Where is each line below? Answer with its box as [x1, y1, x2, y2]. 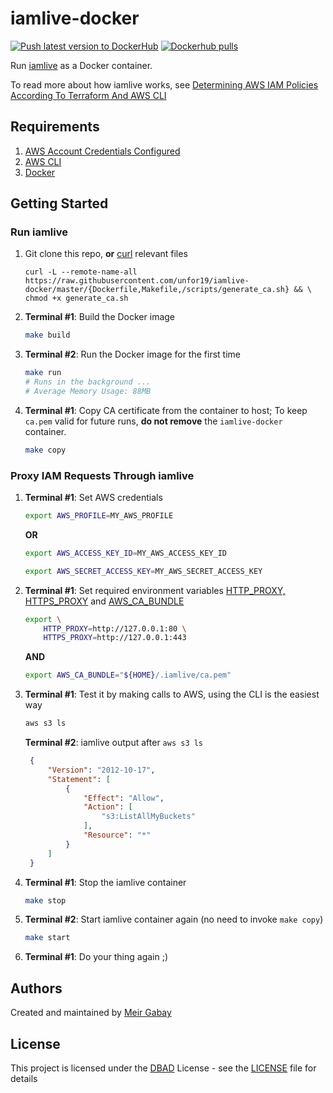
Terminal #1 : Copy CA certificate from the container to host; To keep [24, 404, 308, 416]
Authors [10, 980, 63, 997]
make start [24, 933, 71, 943]
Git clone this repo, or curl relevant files [24, 248, 188, 260]
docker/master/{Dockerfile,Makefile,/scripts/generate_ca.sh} [24, 285, 290, 295]
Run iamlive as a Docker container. [10, 59, 153, 71]
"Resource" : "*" [83, 830, 152, 841]
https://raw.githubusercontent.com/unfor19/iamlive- [24, 276, 250, 286]
